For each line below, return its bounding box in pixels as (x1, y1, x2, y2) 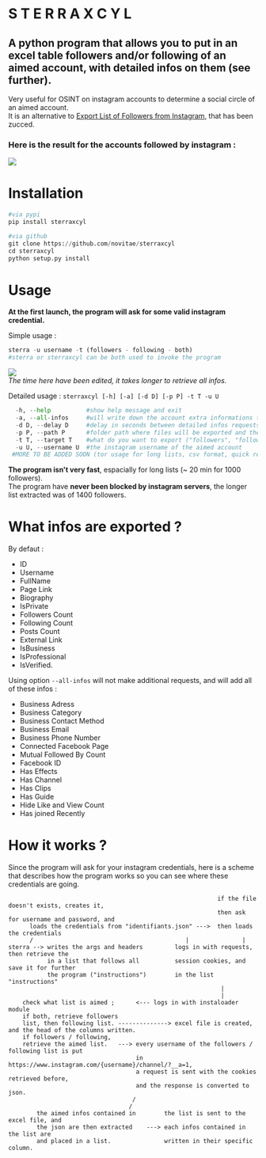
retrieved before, (8, 1075, 69, 1083)
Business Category (19, 708, 82, 717)
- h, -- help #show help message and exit (15, 407, 182, 415)
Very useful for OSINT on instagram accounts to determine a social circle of (8, 94, 256, 104)
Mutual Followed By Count (19, 750, 106, 760)
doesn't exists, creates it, (8, 902, 104, 910)
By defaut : (8, 544, 44, 554)
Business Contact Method (19, 716, 104, 726)
